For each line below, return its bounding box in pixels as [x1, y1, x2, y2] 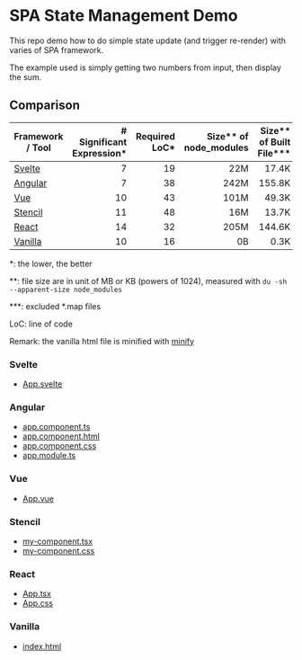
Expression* [71, 147, 128, 159]
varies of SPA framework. [9, 44, 104, 55]
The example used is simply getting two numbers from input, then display [9, 62, 281, 73]
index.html [22, 640, 62, 652]
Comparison [9, 98, 81, 113]
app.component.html [22, 431, 101, 441]
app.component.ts [22, 422, 91, 433]
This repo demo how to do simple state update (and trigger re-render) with [9, 35, 286, 46]
